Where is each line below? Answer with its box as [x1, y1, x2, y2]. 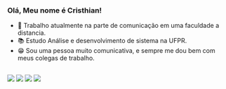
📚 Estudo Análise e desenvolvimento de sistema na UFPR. [17, 37, 187, 45]
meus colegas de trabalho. [17, 54, 95, 63]
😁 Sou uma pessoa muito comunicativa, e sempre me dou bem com [17, 47, 215, 55]
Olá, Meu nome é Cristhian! [7, 6, 102, 15]
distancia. [17, 29, 46, 37]
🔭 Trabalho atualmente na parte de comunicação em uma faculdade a [17, 22, 220, 30]
